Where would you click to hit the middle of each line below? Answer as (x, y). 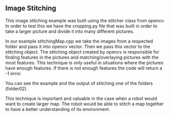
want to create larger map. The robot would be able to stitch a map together (84, 104)
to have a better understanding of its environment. (58, 109)
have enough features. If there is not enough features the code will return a (84, 68)
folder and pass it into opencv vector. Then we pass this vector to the (78, 46)
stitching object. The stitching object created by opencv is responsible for (82, 52)
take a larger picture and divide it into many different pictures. (70, 31)
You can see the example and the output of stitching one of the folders (79, 83)
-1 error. (13, 73)
